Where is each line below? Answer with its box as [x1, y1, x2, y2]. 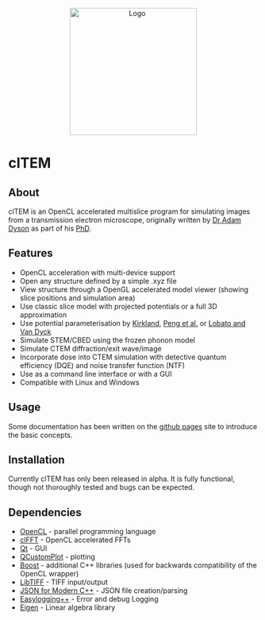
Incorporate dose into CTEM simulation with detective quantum [19, 352, 227, 362]
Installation [8, 453, 65, 467]
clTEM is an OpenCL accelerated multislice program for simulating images [8, 207, 251, 216]
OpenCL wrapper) [19, 569, 79, 579]
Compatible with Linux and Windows [19, 378, 140, 387]
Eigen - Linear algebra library [19, 603, 116, 612]
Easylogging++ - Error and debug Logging [19, 595, 159, 604]
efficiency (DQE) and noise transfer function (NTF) [19, 360, 185, 370]
